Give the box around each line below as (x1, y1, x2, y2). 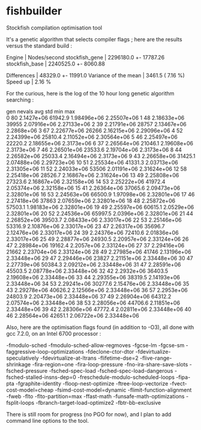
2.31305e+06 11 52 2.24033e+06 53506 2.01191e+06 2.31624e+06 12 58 (6, 165, 187, 172)
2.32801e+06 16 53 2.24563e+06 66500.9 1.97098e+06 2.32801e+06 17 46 (6, 190, 195, 198)
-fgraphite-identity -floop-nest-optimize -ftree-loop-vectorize (16, 380, 169, 387)
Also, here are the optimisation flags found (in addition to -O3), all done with (6, 323, 194, 331)
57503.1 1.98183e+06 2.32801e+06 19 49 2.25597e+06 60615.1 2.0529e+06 (6, 203, 194, 211)
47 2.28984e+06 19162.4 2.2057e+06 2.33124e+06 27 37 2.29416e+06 (6, 241, 185, 249)
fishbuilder (6, 4, 62, 18)
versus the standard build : (6, 42, 73, 49)
